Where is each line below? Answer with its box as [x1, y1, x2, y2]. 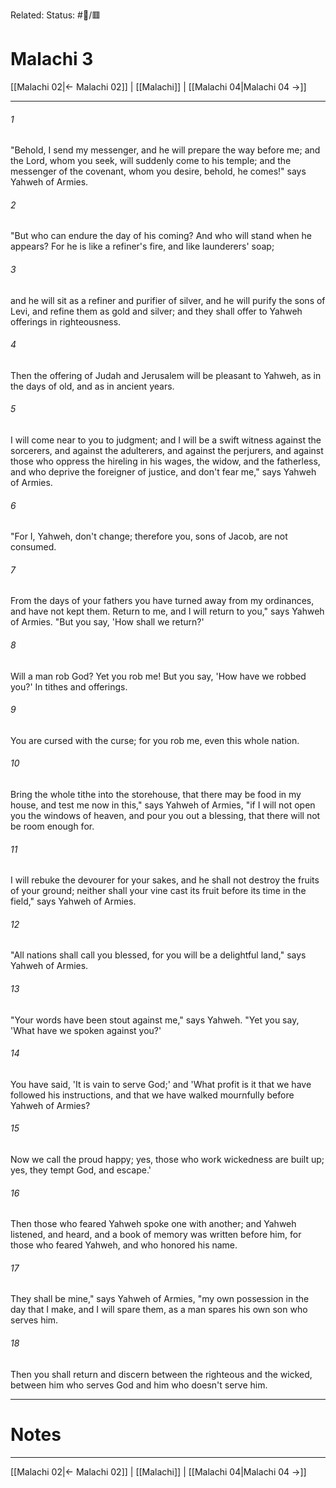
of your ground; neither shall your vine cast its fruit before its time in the [10, 885, 307, 897]
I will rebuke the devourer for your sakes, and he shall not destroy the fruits [10, 874, 320, 886]
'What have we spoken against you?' [10, 1024, 162, 1036]
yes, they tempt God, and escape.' [10, 1164, 152, 1176]
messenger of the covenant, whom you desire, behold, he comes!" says [10, 165, 307, 178]
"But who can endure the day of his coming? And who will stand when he [10, 230, 312, 242]
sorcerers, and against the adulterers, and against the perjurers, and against [10, 444, 324, 456]
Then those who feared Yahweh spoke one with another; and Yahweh [10, 1218, 297, 1230]
